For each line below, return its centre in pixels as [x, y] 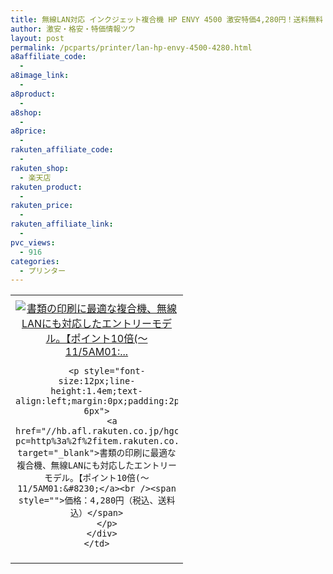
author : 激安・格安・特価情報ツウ [73, 29]
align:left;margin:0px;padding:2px [100, 401]
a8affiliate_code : [48, 57]
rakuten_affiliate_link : [62, 224]
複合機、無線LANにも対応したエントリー [96, 465]
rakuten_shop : [40, 168]
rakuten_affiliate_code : [62, 150]
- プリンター [43, 271]
